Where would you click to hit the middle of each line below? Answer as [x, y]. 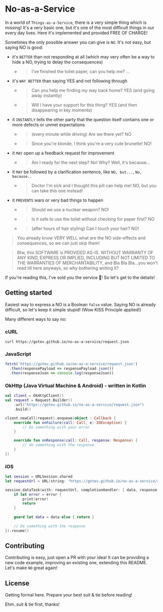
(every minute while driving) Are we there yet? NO [81, 134]
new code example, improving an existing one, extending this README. [76, 563]
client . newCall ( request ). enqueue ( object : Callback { [61, 418]
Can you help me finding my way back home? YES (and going [93, 90]
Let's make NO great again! [31, 568]
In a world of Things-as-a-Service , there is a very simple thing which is [76, 22]
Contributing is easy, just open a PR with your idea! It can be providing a [77, 557]
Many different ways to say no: [36, 319]
